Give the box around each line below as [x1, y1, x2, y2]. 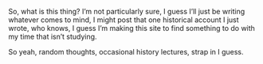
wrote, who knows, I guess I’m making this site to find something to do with [8, 24, 255, 32]
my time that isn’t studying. [8, 32, 97, 41]
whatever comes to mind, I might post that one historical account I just [8, 15, 239, 24]
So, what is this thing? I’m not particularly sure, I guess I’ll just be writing [8, 7, 245, 16]
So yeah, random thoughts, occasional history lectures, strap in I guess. [8, 47, 245, 56]
